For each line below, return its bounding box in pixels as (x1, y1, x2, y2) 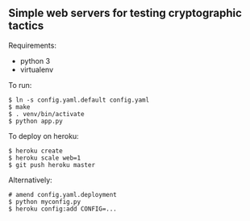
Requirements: (8, 40, 56, 50)
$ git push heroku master (8, 161, 95, 169)
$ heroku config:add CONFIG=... (8, 205, 117, 213)
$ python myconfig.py (8, 198, 81, 206)
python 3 (19, 56, 51, 65)
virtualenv (19, 65, 54, 74)
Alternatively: (8, 175, 52, 185)
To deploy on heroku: (8, 131, 79, 140)
